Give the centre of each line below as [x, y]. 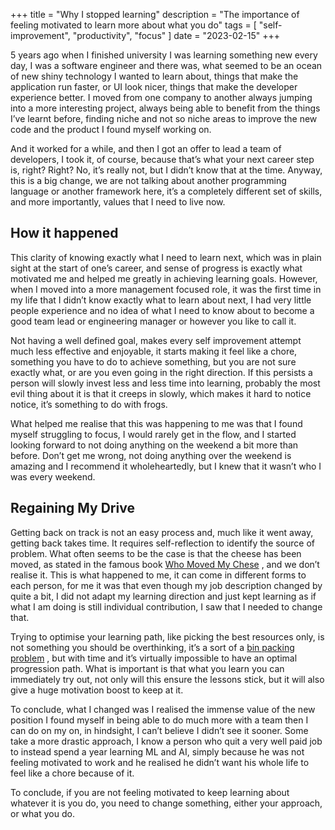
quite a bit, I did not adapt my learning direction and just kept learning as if [163, 596]
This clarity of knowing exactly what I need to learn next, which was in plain [166, 257]
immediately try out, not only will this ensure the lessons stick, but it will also [167, 679]
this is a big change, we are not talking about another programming [148, 180]
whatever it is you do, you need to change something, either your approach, [166, 803]
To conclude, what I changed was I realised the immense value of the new [163, 709]
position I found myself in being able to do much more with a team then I [159, 720]
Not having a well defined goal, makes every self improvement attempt [156, 340]
